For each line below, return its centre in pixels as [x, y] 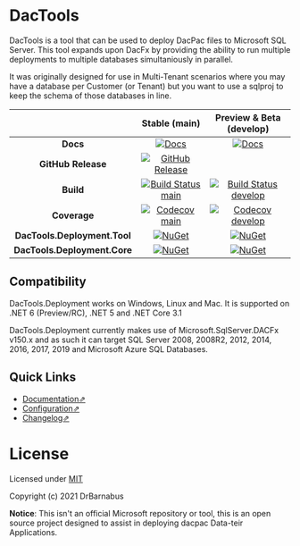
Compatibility [48, 282]
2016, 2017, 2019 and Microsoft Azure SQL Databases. [108, 349]
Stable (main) [171, 123]
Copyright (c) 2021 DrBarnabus [67, 496]
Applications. [33, 532]
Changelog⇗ [46, 417]
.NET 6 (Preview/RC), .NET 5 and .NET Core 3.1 [96, 313]
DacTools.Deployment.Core [73, 249]
